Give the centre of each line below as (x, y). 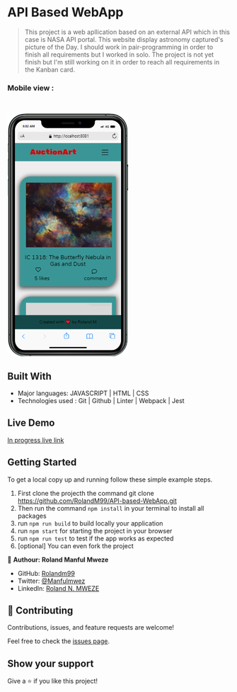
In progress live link (36, 440)
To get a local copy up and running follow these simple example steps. (110, 480)
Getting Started (42, 462)
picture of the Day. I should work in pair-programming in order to (119, 47)
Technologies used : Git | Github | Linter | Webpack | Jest (101, 401)
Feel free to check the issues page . (58, 641)
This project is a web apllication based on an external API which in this (127, 32)
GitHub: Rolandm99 (46, 573)
